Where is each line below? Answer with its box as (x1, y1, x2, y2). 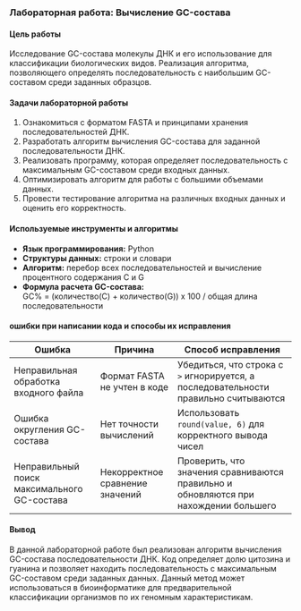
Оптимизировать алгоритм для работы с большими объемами (21, 174, 264, 185)
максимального (13, 482, 83, 495)
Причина (114, 343, 155, 355)
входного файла (13, 386, 84, 399)
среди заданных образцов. (47, 77, 152, 88)
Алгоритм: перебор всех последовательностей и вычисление (21, 262, 262, 273)
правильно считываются (177, 392, 286, 404)
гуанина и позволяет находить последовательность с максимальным (9, 563, 278, 573)
